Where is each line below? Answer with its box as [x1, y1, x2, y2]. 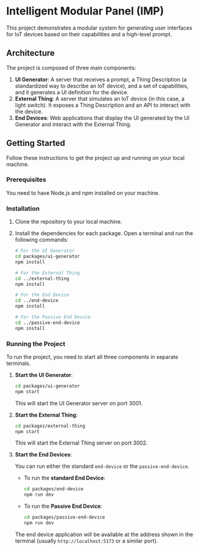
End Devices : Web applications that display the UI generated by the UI [14, 114, 190, 121]
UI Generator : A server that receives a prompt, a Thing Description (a [14, 75, 187, 83]
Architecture [6, 48, 55, 58]
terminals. [6, 359, 31, 367]
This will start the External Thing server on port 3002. [14, 439, 148, 447]
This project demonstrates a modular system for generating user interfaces [6, 24, 192, 31]
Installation [6, 204, 40, 212]
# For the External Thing [14, 270, 80, 276]
